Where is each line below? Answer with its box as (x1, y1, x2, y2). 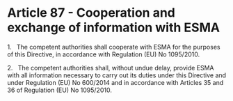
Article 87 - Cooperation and (7, 5, 176, 21)
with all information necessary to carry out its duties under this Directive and (7, 71, 227, 79)
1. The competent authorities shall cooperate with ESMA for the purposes (7, 42, 220, 51)
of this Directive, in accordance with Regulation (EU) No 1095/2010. (7, 50, 200, 59)
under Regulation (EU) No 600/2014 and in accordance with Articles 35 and (7, 78, 224, 86)
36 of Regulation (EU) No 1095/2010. (7, 86, 113, 94)
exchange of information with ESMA (7, 20, 220, 36)
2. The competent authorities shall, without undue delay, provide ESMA (7, 63, 214, 72)
